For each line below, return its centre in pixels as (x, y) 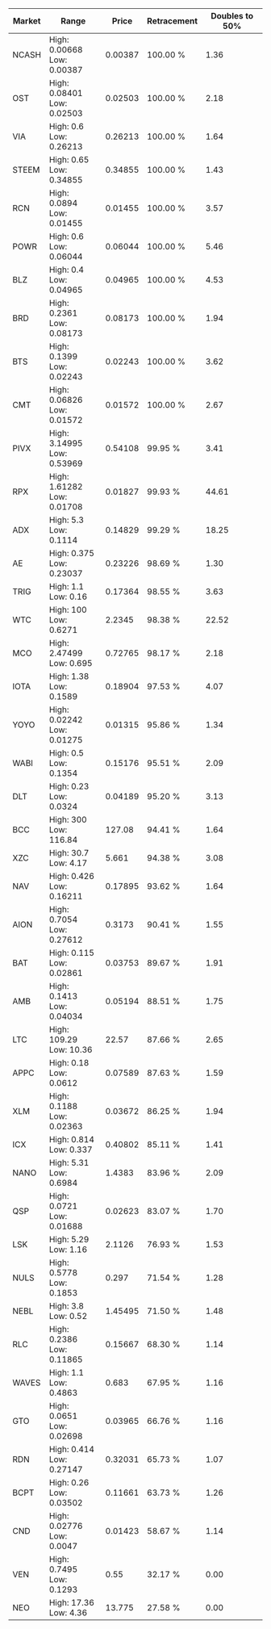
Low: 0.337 (71, 1150)
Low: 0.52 (68, 1316)
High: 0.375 (72, 553)
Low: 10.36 (71, 1050)
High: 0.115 (72, 953)
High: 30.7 (69, 853)
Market (27, 21)
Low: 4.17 (68, 863)
